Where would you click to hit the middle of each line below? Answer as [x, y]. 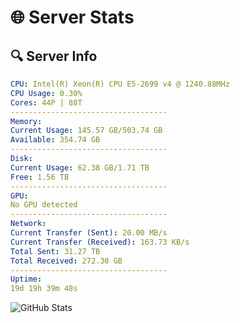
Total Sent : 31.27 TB [55, 251]
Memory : [26, 121]
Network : [28, 224]
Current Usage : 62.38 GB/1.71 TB [80, 167]
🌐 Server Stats [72, 17]
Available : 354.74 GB [55, 140]
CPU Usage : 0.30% [46, 93]
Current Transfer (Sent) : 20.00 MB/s [89, 233]
